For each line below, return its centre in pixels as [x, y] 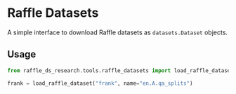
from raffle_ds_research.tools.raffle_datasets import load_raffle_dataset [120, 70]
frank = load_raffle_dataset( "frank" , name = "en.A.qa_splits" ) [100, 83]
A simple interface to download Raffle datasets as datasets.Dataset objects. [118, 32]
